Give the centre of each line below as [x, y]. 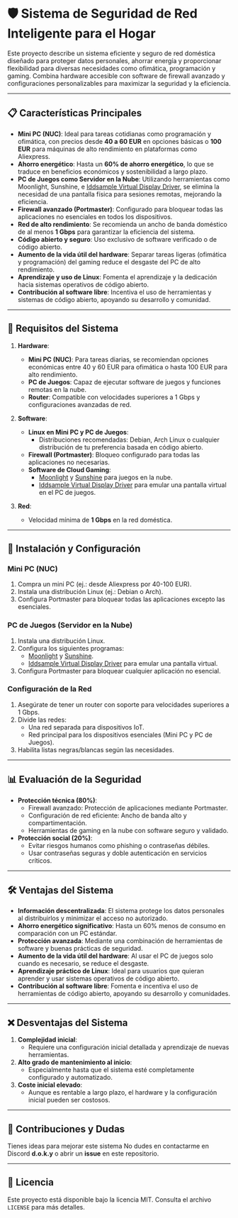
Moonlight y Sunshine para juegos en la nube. [106, 477]
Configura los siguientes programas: [70, 648]
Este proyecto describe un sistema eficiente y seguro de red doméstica [112, 53]
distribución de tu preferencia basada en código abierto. [121, 447]
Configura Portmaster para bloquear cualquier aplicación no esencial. [119, 671]
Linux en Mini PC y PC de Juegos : [78, 432]
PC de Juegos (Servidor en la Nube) [70, 625]
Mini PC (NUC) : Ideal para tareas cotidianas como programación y [114, 134]
